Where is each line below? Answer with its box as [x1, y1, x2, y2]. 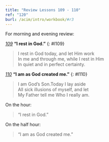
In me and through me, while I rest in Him [17, 56, 104, 62]
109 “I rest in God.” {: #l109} [5, 41, 65, 47]
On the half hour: [5, 122, 41, 128]
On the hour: [5, 102, 32, 108]
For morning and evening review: [5, 31, 75, 37]
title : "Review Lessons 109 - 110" [5, 7, 81, 13]
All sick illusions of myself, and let [17, 87, 89, 93]
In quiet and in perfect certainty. [17, 62, 86, 68]
